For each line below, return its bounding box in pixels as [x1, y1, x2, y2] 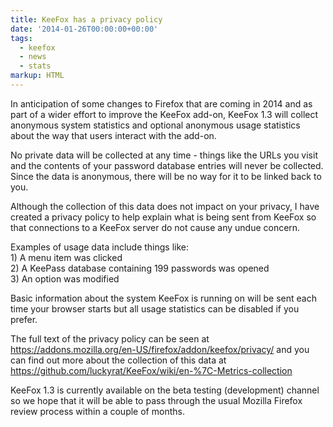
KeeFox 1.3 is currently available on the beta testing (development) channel [10, 384, 320, 396]
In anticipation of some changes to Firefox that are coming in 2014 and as [10, 97, 313, 110]
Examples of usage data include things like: [10, 241, 190, 253]
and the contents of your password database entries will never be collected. [10, 159, 324, 171]
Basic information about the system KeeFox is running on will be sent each [10, 292, 317, 304]
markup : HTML [10, 71, 65, 81]
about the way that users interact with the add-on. [10, 129, 217, 141]
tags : [10, 33, 33, 43]
